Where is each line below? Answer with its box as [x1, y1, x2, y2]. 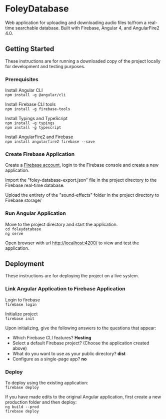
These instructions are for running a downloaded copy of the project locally [5, 58, 161, 64]
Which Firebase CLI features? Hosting [12, 334, 91, 340]
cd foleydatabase [5, 226, 41, 232]
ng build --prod [5, 404, 39, 409]
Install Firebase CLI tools [5, 101, 56, 108]
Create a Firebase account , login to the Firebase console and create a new [5, 162, 159, 168]
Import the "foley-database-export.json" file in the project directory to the [5, 177, 157, 183]
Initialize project [5, 311, 38, 317]
